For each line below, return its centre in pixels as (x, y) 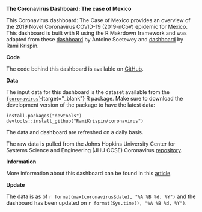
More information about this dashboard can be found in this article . (89, 173)
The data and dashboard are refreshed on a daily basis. (75, 132)
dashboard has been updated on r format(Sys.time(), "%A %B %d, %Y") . (96, 203)
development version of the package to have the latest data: (81, 105)
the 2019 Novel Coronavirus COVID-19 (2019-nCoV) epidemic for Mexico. (97, 27)
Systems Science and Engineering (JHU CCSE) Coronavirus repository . (94, 150)
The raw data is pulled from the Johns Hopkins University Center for (91, 144)
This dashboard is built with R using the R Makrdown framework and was (97, 33)
